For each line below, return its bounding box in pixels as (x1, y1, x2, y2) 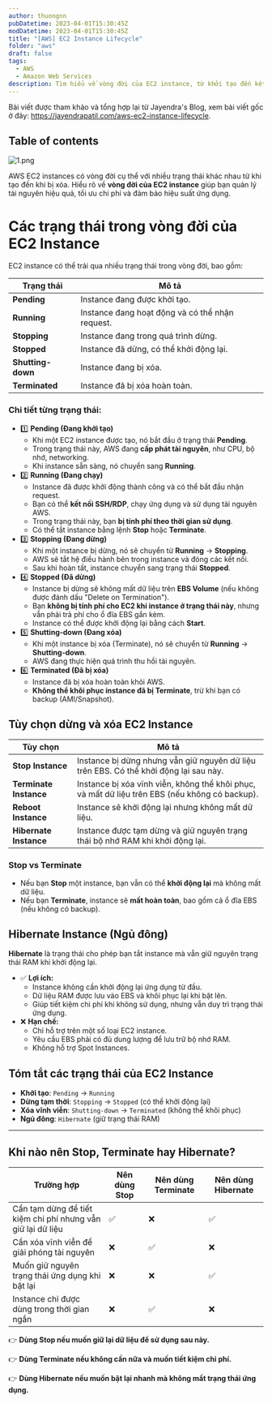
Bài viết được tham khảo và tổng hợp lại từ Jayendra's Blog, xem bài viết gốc (8, 102, 264, 112)
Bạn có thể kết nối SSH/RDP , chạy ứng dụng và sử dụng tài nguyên (32, 499, 257, 508)
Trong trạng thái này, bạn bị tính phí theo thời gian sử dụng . (32, 516, 233, 526)
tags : (8, 58, 27, 66)
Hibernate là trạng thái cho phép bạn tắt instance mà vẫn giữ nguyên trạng (8, 949, 259, 959)
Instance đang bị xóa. (80, 362, 162, 373)
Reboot (12, 802, 41, 813)
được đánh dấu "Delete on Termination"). (32, 592, 170, 602)
